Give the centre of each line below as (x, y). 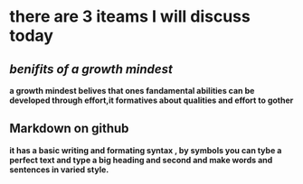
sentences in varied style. (59, 170)
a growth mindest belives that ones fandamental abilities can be (132, 91)
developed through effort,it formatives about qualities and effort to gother (151, 100)
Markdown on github (69, 129)
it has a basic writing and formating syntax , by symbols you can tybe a (146, 150)
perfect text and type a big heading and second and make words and (141, 160)
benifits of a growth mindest (91, 69)
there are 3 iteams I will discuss (130, 17)
